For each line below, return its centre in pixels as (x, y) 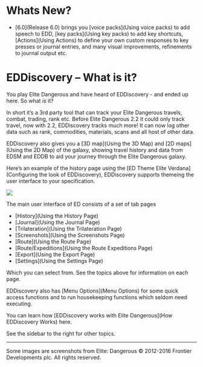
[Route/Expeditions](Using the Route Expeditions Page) (84, 248)
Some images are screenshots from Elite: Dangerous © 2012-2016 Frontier (99, 351)
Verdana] (179, 168)
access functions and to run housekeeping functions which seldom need (97, 297)
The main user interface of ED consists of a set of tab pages (81, 204)
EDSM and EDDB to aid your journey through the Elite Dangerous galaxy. (96, 156)
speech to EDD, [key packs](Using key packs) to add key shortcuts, (99, 33)
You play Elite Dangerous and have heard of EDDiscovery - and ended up (98, 94)
